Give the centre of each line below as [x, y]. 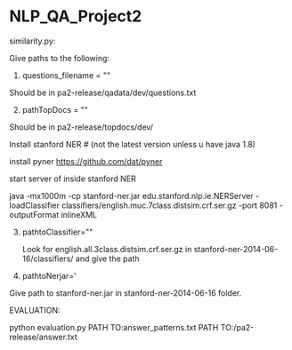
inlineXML [79, 214]
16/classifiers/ [48, 259]
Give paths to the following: [59, 58]
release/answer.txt [43, 337]
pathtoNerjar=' [49, 275]
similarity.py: [32, 41]
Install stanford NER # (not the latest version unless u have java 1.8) [133, 144]
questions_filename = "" [66, 75]
